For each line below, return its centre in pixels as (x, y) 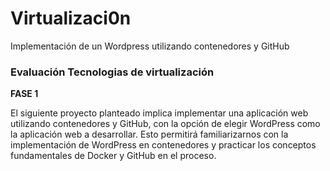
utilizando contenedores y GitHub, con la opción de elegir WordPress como (165, 124)
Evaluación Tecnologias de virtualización (112, 72)
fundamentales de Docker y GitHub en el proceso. (113, 156)
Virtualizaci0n (71, 18)
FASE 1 (24, 94)
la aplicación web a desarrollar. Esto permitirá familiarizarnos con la (149, 134)
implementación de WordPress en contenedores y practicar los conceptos (163, 145)
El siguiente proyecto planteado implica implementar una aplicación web (159, 113)
